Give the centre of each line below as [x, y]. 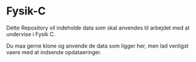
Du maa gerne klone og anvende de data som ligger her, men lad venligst [97, 46]
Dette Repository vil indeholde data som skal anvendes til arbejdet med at [98, 28]
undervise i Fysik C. [31, 34]
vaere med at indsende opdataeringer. [54, 52]
